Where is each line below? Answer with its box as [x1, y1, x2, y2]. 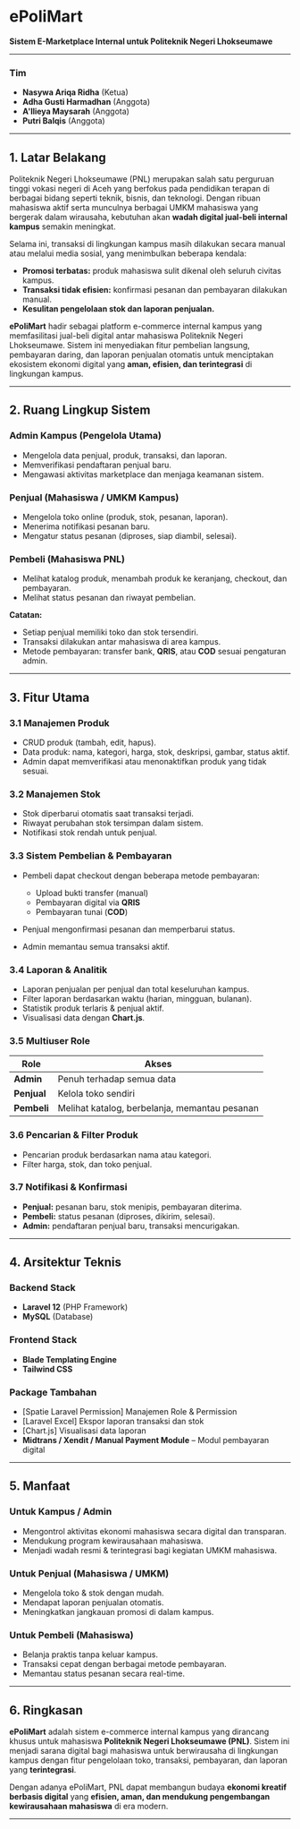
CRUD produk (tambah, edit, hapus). [21, 737, 156, 748]
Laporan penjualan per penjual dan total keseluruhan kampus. [21, 983, 250, 995]
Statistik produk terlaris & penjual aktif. [21, 1003, 164, 1013]
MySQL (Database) [21, 1312, 94, 1322]
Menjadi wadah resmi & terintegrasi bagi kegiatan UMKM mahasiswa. [21, 1544, 278, 1555]
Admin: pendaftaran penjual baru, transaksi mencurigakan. [21, 1220, 240, 1231]
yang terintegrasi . [9, 1765, 77, 1775]
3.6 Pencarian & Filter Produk [9, 1129, 138, 1141]
